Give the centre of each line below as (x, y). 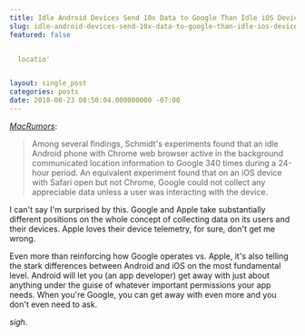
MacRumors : (33, 126)
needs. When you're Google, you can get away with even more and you (143, 294)
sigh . (19, 321)
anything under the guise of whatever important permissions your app (140, 285)
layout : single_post (49, 84)
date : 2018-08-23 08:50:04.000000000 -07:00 (95, 101)
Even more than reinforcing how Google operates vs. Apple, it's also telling (149, 256)
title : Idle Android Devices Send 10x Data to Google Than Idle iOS (142, 18)
